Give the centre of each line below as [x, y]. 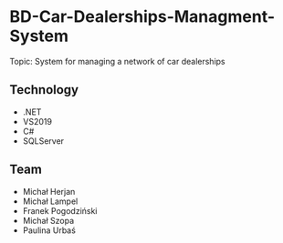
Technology [44, 90]
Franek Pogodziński [60, 210]
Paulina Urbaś [49, 230]
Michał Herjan [49, 191]
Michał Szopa [48, 220]
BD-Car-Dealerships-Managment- [142, 17]
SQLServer [43, 141]
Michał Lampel [50, 201]
